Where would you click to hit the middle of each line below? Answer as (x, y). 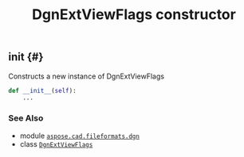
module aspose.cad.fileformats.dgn (79, 136)
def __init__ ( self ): (43, 90)
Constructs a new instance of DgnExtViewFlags (87, 76)
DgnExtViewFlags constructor (134, 15)
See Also (26, 118)
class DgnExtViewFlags (56, 144)
